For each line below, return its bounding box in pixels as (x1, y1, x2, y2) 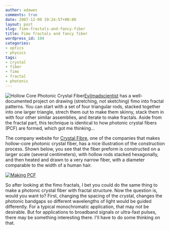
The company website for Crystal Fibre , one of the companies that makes (5, 135, 160, 141)
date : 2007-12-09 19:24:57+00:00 (5, 17, 77, 22)
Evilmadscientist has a (84, 92, 131, 98)
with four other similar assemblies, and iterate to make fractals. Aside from (5, 114, 162, 120)
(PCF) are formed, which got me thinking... (5, 125, 95, 131)
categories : (5, 41, 31, 46)
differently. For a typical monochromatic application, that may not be (5, 203, 149, 210)
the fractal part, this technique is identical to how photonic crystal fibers (5, 119, 157, 125)
